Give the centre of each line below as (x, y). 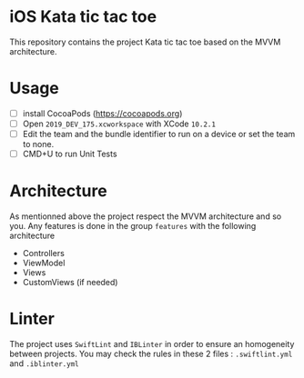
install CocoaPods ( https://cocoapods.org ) (102, 113)
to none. (38, 144)
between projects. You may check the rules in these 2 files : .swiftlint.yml (151, 353)
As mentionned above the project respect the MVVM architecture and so (146, 216)
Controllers (44, 254)
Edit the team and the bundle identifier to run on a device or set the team (159, 134)
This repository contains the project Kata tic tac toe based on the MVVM (145, 42)
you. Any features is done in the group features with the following (133, 226)
